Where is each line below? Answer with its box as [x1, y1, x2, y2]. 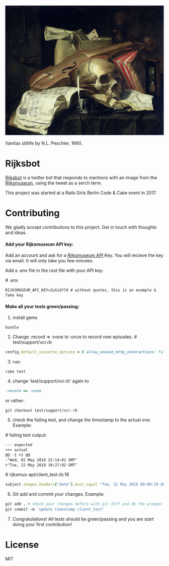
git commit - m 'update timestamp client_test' [5, 506, 105, 512]
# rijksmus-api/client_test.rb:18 [5, 471, 69, 478]
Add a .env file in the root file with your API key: [5, 267, 104, 273]
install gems [12, 314, 38, 321]
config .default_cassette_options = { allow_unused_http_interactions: [5, 350, 156, 355]
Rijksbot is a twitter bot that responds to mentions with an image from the [5, 175, 157, 181]
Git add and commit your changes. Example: [12, 491, 105, 497]
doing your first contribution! [12, 521, 72, 527]
